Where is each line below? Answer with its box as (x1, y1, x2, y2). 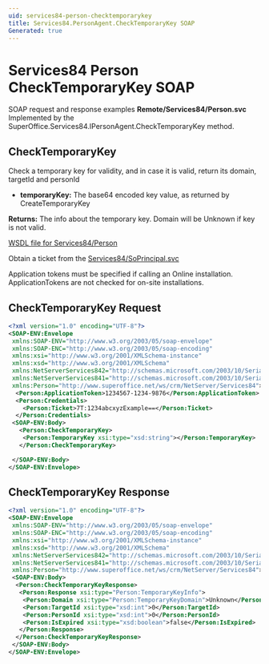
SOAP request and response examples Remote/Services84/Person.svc (8, 105, 247, 115)
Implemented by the (8, 113, 74, 123)
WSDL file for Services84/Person (8, 238, 118, 248)
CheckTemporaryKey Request (8, 301, 162, 315)
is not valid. (8, 223, 46, 232)
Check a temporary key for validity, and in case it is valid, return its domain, (8, 166, 257, 176)
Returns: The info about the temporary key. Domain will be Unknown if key (8, 214, 255, 224)
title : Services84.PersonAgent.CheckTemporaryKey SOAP (8, 19, 195, 27)
